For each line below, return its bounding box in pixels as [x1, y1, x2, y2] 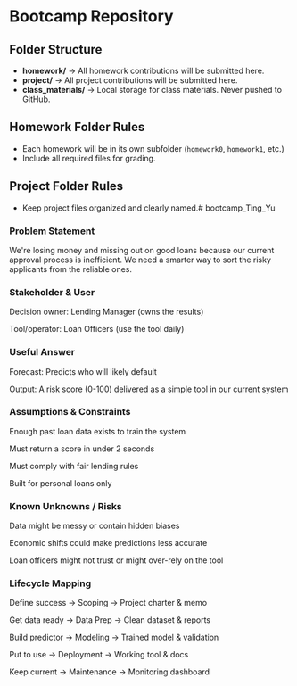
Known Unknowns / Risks [9, 500, 122, 512]
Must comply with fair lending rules [9, 460, 139, 471]
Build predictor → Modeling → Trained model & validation [9, 632, 219, 643]
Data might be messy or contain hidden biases [9, 520, 180, 532]
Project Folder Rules [9, 178, 124, 194]
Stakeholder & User [9, 285, 95, 298]
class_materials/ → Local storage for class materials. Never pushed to [21, 85, 283, 95]
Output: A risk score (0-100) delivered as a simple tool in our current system [9, 384, 289, 394]
